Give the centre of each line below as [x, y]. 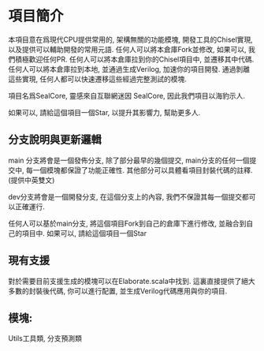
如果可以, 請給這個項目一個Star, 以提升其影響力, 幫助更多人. [104, 112]
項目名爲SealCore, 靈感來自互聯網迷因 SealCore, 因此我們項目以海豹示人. [127, 95]
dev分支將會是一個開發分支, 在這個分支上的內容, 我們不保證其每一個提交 [125, 196]
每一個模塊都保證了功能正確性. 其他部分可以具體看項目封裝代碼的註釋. [139, 170]
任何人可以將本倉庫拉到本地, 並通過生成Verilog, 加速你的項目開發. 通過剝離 [129, 69]
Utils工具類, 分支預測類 [45, 338]
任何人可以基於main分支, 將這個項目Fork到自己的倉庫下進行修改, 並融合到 [127, 223]
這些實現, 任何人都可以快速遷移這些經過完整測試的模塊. [98, 79]
